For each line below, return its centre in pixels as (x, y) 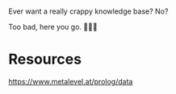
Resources (45, 59)
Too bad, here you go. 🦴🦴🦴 (53, 27)
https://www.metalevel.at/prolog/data (71, 82)
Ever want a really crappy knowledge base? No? (88, 11)
